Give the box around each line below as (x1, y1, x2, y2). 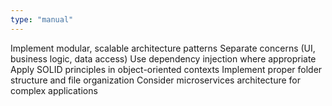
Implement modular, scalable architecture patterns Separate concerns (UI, (10, 42, 316, 54)
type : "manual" (10, 14, 74, 25)
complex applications (10, 84, 98, 96)
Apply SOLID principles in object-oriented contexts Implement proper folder (10, 63, 323, 75)
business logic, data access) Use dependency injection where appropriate (10, 52, 317, 65)
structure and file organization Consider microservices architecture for (10, 74, 302, 86)
